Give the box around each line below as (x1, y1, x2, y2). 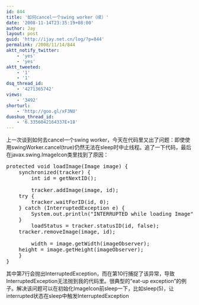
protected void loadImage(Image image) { (6, 163, 129, 170)
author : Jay (6, 25, 36, 32)
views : (6, 92, 23, 98)
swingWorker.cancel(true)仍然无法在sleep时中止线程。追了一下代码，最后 (11, 144, 191, 151)
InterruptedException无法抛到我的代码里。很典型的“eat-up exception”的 (6, 278, 182, 285)
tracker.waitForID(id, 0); (31, 199, 110, 206)
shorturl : (6, 102, 31, 109)
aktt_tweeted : (6, 64, 41, 70)
